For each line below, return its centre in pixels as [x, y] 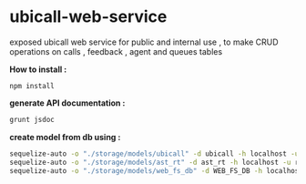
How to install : [38, 69]
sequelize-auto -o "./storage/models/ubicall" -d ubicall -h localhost [148, 153]
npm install [32, 86]
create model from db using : [65, 137]
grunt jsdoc [32, 119]
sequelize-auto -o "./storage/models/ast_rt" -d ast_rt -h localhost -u [150, 162]
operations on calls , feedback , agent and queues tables [116, 51]
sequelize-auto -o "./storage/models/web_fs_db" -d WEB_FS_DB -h [136, 170]
